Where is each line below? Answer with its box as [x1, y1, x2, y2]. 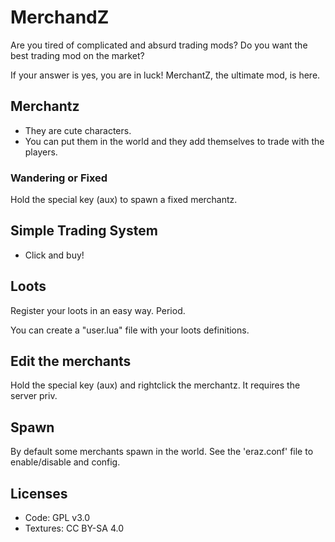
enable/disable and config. [10, 456, 121, 468]
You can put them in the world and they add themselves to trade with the [24, 135, 325, 147]
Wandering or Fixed [10, 171, 108, 185]
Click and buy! [24, 249, 85, 261]
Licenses [10, 485, 68, 502]
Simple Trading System [10, 222, 158, 240]
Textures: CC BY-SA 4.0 [24, 522, 124, 535]
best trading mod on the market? [10, 49, 145, 61]
